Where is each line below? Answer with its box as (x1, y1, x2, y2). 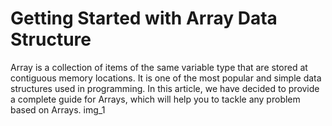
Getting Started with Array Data (10, 7, 278, 30)
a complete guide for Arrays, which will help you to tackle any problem (10, 93, 301, 105)
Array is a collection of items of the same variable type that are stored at (10, 61, 308, 73)
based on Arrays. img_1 (10, 103, 106, 116)
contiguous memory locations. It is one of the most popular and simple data (10, 72, 322, 84)
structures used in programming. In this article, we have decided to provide (10, 82, 320, 94)
